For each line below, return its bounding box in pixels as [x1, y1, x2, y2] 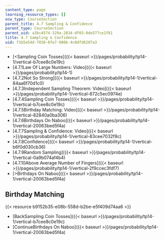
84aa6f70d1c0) [12, 80, 44, 86]
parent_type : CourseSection [5, 26, 64, 31]
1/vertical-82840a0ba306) [12, 112, 67, 118]
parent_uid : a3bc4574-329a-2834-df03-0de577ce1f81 [5, 30, 113, 35]
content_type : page [5, 7, 46, 12]
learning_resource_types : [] [5, 12, 66, 17]
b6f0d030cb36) [12, 143, 46, 150]
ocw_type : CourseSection [5, 16, 57, 21]
